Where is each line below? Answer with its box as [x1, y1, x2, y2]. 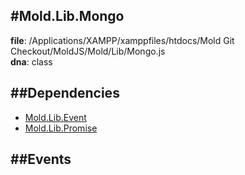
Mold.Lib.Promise [24, 122, 98, 134]
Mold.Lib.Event [24, 111, 87, 123]
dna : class [10, 55, 53, 68]
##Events [10, 151, 72, 168]
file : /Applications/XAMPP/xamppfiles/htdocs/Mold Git [10, 34, 235, 46]
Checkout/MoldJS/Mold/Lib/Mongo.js [10, 45, 166, 57]
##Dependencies [10, 85, 120, 102]
